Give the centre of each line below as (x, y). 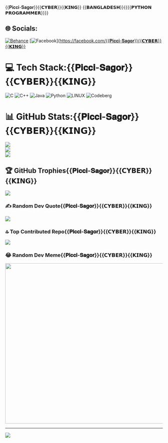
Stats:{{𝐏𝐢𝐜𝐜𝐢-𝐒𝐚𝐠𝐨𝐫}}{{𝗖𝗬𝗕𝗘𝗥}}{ (93, 117)
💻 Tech (21, 68)
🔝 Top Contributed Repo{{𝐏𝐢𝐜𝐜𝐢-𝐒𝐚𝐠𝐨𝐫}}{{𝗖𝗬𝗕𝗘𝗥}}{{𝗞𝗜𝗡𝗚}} (81, 232)
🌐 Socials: (21, 29)
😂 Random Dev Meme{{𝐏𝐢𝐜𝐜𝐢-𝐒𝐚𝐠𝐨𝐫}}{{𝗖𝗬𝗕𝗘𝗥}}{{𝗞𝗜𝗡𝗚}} (79, 255)
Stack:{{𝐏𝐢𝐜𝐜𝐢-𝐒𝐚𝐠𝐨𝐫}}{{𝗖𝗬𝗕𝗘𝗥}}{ (86, 68)
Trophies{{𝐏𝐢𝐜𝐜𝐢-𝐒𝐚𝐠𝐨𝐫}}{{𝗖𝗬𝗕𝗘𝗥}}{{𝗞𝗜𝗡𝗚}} (95, 171)
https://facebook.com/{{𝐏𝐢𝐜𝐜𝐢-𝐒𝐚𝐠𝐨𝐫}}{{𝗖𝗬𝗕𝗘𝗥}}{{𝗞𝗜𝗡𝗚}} (111, 41)
